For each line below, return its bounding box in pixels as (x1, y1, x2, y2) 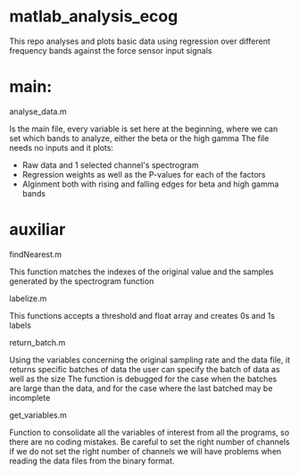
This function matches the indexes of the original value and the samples (9, 266, 274, 277)
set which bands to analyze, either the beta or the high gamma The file (9, 132, 270, 144)
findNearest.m (9, 248, 62, 260)
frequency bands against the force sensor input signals (9, 45, 212, 55)
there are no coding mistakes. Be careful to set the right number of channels (9, 436, 290, 447)
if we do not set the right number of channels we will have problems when (9, 446, 282, 456)
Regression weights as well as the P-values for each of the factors (21, 169, 266, 179)
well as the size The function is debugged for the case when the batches (9, 373, 278, 384)
